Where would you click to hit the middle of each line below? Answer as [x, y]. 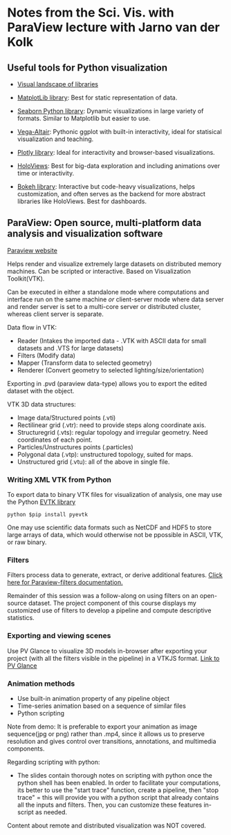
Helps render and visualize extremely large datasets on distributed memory [114, 263]
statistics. [21, 618]
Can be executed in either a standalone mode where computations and [108, 292]
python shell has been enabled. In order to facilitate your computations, [119, 783]
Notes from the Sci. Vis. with [91, 13]
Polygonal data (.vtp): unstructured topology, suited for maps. [105, 454]
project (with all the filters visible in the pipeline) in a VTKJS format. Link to [113, 658]
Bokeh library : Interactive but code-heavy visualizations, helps [106, 187]
